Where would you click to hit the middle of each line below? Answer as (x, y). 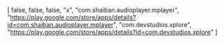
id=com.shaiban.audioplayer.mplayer (60, 25)
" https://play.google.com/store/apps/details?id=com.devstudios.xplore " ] (112, 32)
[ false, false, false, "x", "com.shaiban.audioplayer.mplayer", (93, 10)
